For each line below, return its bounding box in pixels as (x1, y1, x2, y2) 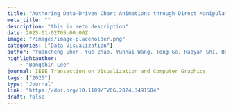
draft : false (7, 94, 45, 101)
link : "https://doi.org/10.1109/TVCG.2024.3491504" (7, 87, 159, 94)
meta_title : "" (7, 17, 51, 23)
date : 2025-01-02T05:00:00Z (7, 29, 89, 37)
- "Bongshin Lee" (19, 61, 70, 68)
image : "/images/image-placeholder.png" (7, 36, 126, 43)
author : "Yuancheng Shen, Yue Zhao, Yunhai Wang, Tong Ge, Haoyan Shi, (7, 49, 218, 56)
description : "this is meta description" (7, 23, 129, 30)
